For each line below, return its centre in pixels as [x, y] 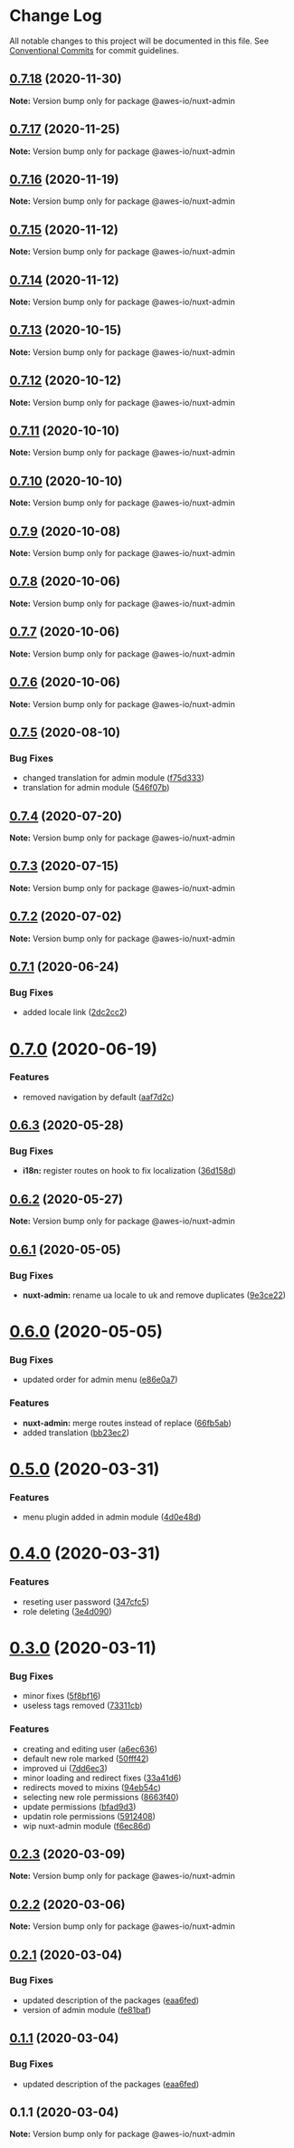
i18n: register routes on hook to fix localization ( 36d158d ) [129, 1171]
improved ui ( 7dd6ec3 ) [65, 1768]
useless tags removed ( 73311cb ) [82, 1706]
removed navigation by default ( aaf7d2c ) [98, 1097]
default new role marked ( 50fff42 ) [85, 1759]
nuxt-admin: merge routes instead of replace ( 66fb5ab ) [127, 1423]
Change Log [56, 16]
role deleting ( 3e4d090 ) [67, 1611]
